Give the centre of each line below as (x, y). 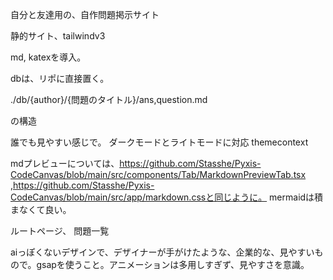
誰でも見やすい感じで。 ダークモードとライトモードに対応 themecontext (159, 142)
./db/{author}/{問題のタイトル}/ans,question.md (109, 99)
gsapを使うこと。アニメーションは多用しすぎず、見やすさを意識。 (173, 264)
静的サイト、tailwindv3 (58, 36)
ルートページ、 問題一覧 (60, 231)
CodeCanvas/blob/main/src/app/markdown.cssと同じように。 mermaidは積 (167, 197)
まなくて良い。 (41, 209)
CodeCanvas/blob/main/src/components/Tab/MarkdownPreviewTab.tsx (158, 174)
